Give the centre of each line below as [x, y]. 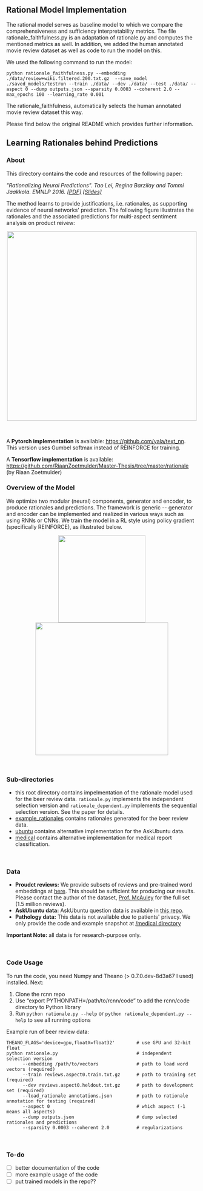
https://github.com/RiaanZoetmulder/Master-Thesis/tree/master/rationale [98, 466]
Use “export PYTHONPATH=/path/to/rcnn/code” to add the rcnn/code [102, 1001]
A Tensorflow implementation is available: [60, 459]
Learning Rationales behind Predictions [82, 143]
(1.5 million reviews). [41, 904]
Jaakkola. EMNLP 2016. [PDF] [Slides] [54, 192]
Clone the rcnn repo [40, 994]
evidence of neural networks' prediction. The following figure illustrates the [100, 210]
